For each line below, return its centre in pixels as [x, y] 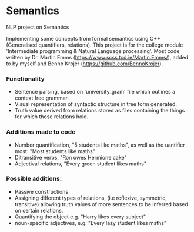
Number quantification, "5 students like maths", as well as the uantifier [100, 145]
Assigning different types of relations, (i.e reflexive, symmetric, [91, 198]
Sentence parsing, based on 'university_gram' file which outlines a [95, 92]
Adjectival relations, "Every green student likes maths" [81, 164]
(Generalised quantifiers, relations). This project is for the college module [95, 45]
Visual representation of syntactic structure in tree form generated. [96, 104]
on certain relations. [39, 210]
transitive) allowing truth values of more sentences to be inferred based [101, 204]
